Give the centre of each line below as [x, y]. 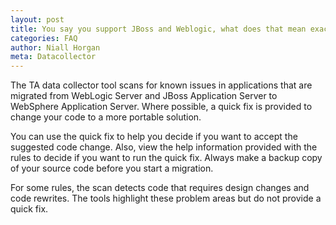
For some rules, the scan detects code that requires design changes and [160, 188]
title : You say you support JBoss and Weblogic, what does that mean [158, 29]
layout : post [37, 19]
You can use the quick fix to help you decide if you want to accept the [154, 137]
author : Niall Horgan [55, 47]
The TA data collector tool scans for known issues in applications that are [161, 85]
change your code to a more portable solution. [106, 117]
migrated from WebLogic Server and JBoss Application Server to [144, 96]
